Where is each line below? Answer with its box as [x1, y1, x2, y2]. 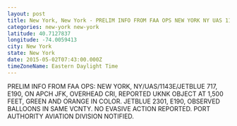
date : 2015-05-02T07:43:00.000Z [7, 56, 102, 63]
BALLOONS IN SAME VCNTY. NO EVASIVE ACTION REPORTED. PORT [7, 104, 211, 113]
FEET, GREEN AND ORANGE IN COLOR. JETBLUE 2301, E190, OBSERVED [7, 96, 221, 106]
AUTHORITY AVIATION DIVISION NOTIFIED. [7, 112, 134, 120]
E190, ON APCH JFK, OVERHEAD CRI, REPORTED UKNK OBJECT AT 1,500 [7, 89, 224, 98]
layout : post [7, 10, 46, 18]
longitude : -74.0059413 [7, 37, 78, 44]
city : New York [7, 43, 52, 50]
